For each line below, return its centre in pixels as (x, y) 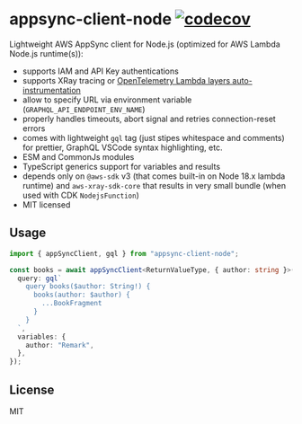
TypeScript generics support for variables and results (121, 166)
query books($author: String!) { (88, 287)
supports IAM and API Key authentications (101, 71)
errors (34, 128)
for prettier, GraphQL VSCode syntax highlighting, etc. (122, 147)
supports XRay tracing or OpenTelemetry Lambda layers (126, 80)
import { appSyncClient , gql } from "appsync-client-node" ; (124, 253)
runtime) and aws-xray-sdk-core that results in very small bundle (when (154, 185)
